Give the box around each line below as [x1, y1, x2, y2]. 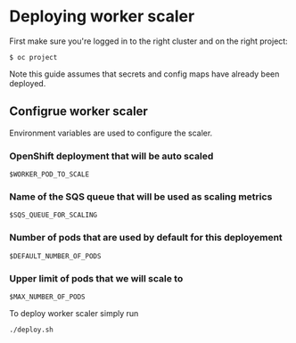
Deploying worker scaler [9, 6, 195, 27]
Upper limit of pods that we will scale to [9, 272, 184, 284]
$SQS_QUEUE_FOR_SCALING [9, 211, 98, 220]
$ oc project [9, 53, 58, 61]
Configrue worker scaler [9, 104, 149, 119]
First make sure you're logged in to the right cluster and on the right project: [9, 36, 288, 46]
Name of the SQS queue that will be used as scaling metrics [9, 190, 273, 202]
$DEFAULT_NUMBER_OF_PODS [9, 251, 102, 260]
